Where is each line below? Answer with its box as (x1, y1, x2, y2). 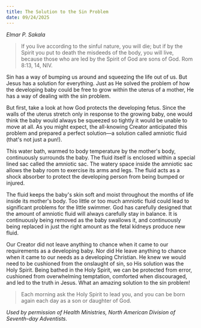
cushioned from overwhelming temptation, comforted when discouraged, (6, 272, 188, 279)
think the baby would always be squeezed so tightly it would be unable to (6, 116, 188, 124)
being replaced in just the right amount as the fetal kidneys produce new (6, 222, 186, 230)
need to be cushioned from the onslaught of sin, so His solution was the (6, 260, 184, 267)
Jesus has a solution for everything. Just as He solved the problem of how (6, 79, 190, 87)
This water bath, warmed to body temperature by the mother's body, (6, 148, 176, 155)
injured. (6, 179, 25, 186)
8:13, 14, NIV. (20, 61, 53, 69)
